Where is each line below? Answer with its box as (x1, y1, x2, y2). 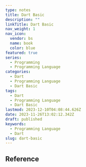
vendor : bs (10, 36, 33, 41)
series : (5, 55, 22, 60)
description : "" (5, 17, 40, 22)
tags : (5, 88, 17, 93)
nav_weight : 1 (5, 27, 36, 32)
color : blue (10, 45, 36, 51)
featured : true (5, 50, 38, 55)
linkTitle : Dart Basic (5, 21, 54, 27)
